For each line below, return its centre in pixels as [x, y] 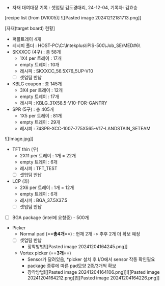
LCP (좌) [21, 181]
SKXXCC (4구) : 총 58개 [36, 52]
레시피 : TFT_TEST [38, 169]
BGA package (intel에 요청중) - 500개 [50, 218]
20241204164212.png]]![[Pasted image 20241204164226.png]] [93, 278]
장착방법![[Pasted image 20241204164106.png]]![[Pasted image [93, 272]
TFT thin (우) [25, 149]
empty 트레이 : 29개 [40, 122]
